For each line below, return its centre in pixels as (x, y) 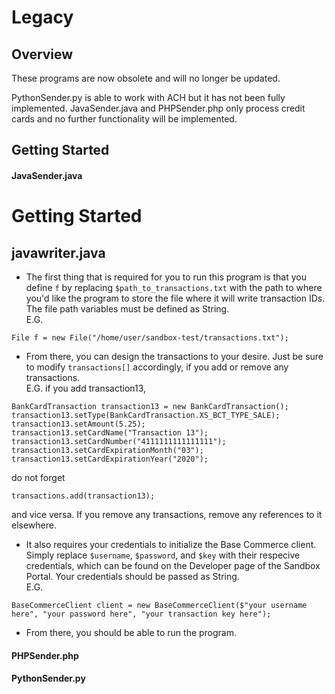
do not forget (38, 477)
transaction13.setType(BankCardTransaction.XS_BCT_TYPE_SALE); (146, 415)
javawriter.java (58, 252)
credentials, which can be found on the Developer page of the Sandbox (173, 565)
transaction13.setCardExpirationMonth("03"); (107, 450)
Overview (42, 54)
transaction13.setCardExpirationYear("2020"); (110, 459)
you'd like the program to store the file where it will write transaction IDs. (175, 298)
